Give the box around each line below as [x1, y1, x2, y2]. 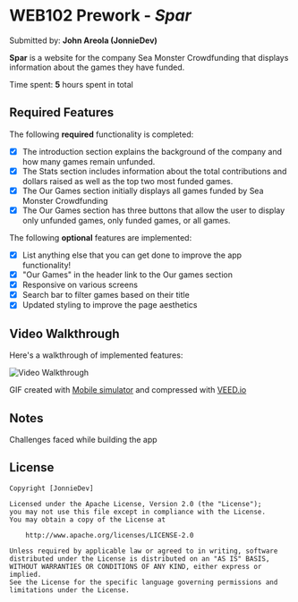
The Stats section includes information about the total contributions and [21, 165, 287, 176]
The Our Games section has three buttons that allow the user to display [21, 205, 285, 216]
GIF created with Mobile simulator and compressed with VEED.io [9, 385, 247, 395]
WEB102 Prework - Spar [9, 5, 192, 26]
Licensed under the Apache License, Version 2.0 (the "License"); [9, 499, 262, 508]
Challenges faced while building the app [9, 434, 158, 445]
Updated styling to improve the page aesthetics [21, 300, 198, 310]
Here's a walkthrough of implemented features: [9, 350, 183, 360]
